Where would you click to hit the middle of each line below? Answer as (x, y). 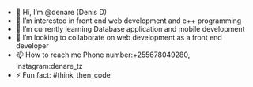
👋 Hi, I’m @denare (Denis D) (61, 12)
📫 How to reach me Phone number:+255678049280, (103, 55)
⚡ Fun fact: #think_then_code (63, 75)
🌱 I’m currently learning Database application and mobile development (130, 29)
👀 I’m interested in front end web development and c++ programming (128, 21)
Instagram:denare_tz (49, 66)
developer (32, 46)
